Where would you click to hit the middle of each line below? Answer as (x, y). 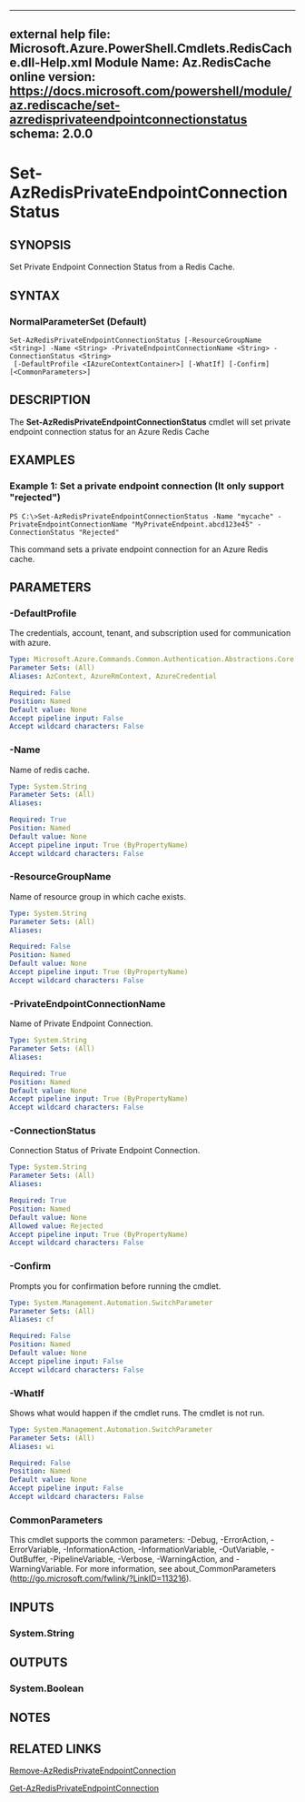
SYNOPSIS (40, 245)
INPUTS (32, 1607)
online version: (53, 77)
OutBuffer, (29, 1559)
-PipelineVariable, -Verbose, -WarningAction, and (142, 1559)
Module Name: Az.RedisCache (183, 63)
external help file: (60, 34)
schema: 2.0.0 (51, 134)
